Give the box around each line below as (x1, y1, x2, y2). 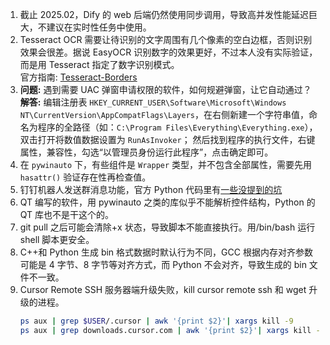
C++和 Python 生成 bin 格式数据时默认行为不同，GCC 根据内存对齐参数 (19, 246, 313, 258)
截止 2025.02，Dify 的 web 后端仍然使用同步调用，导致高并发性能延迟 (19, 9, 309, 20)
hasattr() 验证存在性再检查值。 (19, 171, 152, 183)
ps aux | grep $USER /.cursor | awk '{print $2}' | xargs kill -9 (19, 316, 294, 326)
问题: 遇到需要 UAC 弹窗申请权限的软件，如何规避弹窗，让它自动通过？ (19, 84, 312, 95)
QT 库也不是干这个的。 (19, 209, 115, 220)
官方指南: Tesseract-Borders (19, 71, 138, 83)
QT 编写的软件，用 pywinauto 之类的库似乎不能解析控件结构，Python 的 (19, 196, 316, 208)
